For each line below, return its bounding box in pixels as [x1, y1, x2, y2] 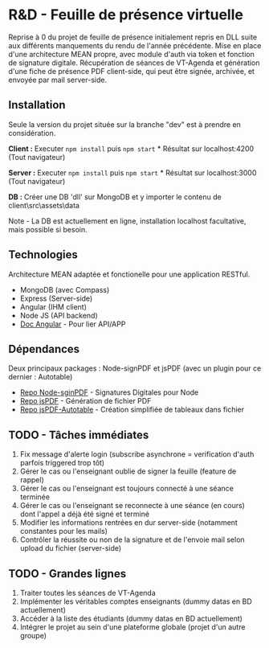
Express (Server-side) [19, 293, 93, 303]
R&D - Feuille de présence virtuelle [8, 6, 243, 24]
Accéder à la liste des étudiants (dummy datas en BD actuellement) [19, 613, 243, 623]
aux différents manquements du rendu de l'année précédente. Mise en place [8, 40, 262, 50]
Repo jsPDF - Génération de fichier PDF [19, 396, 152, 406]
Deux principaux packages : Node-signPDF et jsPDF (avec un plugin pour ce [8, 363, 262, 373]
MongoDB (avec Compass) [19, 285, 110, 294]
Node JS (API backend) [19, 310, 98, 320]
